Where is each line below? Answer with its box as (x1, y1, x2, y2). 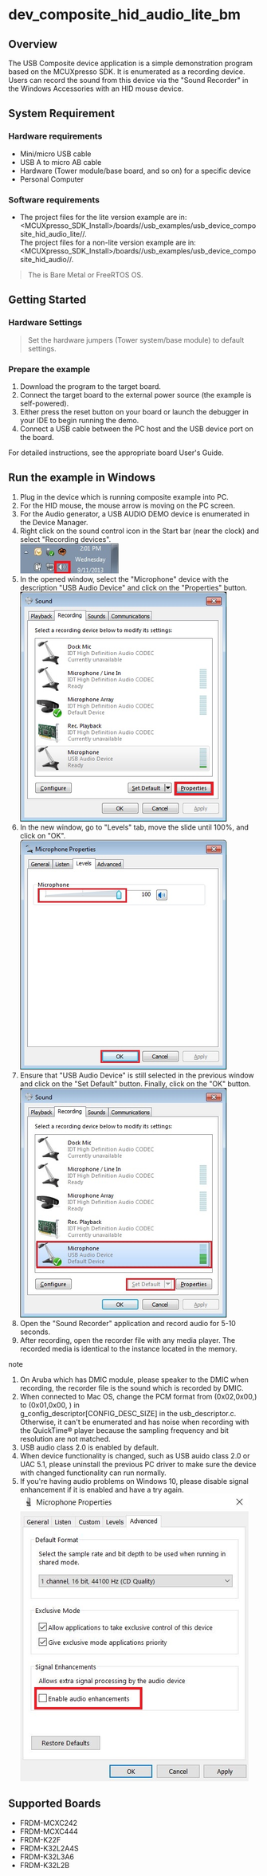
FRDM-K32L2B (19, 1860, 70, 1870)
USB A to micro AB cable (19, 157, 102, 167)
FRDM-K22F (19, 1835, 61, 1844)
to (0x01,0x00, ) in (19, 1400, 80, 1410)
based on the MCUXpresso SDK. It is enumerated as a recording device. (8, 67, 245, 77)
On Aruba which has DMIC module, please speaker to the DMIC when (19, 1375, 249, 1384)
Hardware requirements (8, 131, 103, 142)
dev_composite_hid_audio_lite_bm (8, 6, 241, 24)
